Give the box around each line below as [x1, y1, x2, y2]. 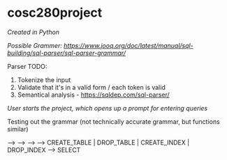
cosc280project [7, 5, 103, 21]
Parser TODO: [7, 62, 47, 70]
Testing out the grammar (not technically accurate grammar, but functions [7, 117, 220, 126]
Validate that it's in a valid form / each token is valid [17, 83, 166, 91]
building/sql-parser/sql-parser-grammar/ [7, 49, 126, 57]
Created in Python [7, 28, 60, 36]
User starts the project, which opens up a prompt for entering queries [7, 104, 208, 112]
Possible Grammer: [7, 41, 63, 49]
